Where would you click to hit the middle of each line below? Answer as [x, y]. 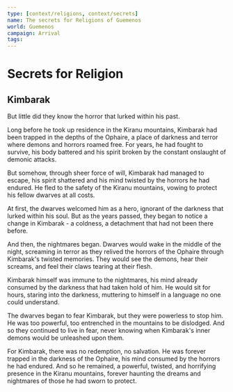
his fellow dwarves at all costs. [51, 195]
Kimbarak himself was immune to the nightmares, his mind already [103, 280]
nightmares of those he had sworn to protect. [72, 381]
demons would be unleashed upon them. [66, 338]
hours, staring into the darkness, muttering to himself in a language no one [114, 295]
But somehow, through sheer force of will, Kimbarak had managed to [106, 173]
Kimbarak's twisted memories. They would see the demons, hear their [108, 259]
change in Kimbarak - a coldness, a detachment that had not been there [110, 224]
